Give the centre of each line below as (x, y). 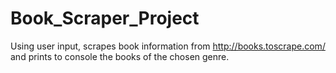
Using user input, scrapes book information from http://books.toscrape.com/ (168, 46)
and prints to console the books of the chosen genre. (120, 56)
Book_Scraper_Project (105, 18)
